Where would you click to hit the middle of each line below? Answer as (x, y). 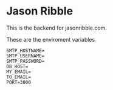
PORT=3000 (19, 82)
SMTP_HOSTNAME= (26, 50)
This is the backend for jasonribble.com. (57, 28)
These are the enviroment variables (51, 39)
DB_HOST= (17, 66)
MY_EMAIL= (19, 72)
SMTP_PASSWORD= (26, 61)
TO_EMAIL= (19, 77)
